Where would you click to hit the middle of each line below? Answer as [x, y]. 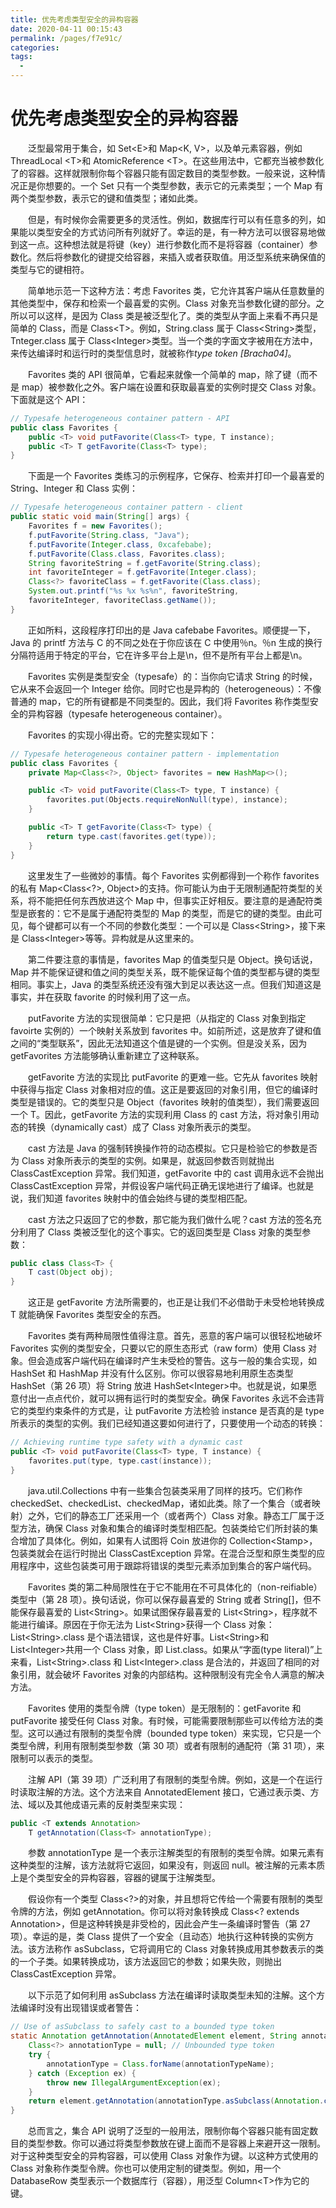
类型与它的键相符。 [50, 269]
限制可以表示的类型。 [54, 1758]
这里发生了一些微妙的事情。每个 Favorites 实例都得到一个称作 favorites [174, 875]
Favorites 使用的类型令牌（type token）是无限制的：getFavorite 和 [165, 1708]
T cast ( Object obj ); [71, 1272]
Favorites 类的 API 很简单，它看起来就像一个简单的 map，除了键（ [164, 374]
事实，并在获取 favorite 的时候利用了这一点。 [103, 997]
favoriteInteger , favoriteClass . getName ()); [122, 601]
